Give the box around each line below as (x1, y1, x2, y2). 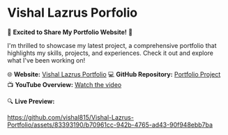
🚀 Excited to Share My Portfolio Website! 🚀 (7, 28, 133, 36)
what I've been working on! (7, 56, 86, 64)
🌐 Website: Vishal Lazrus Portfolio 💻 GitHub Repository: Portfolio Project (7, 70, 221, 78)
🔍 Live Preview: (7, 97, 55, 105)
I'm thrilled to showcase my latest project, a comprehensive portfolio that (7, 41, 217, 49)
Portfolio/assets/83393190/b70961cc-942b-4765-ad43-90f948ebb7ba (7, 120, 213, 129)
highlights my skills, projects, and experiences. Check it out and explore (7, 49, 214, 57)
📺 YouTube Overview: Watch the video (7, 80, 122, 88)
